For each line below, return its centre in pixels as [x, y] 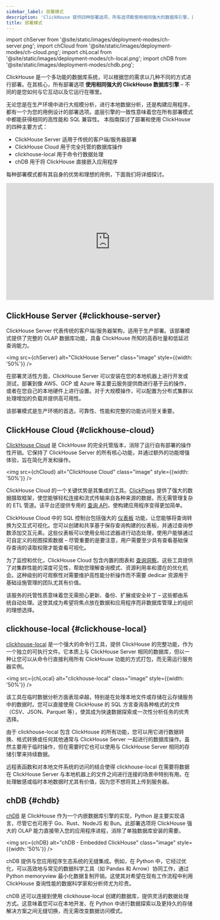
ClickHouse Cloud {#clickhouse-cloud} [81, 430]
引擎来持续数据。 [32, 754]
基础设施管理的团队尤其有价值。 [45, 582]
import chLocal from [87, 52]
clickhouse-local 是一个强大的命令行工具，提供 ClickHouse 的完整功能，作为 [100, 644]
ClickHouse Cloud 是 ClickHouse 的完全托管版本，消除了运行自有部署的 [94, 445]
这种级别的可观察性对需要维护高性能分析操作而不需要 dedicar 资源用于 [102, 575]
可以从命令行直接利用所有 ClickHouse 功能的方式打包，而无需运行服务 [107, 659]
